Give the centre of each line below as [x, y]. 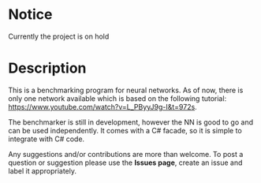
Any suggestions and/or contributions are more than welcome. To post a [126, 154]
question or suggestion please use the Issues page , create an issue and [125, 162]
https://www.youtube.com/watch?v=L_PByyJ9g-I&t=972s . [103, 106]
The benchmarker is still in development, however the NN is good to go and [131, 122]
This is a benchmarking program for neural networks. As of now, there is [126, 90]
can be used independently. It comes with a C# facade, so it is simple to [125, 130]
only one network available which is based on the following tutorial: [117, 98]
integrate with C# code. [47, 139]
